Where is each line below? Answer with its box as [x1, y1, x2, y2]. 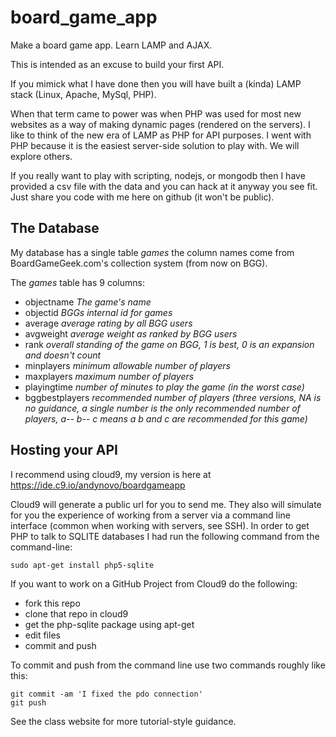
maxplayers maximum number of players [24, 370, 195, 382]
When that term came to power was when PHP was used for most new [10, 107, 302, 120]
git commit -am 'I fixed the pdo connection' [10, 689, 203, 699]
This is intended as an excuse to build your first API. [10, 58, 225, 70]
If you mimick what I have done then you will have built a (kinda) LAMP [10, 77, 302, 90]
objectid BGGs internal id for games [24, 306, 173, 318]
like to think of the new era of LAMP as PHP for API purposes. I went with [10, 129, 312, 141]
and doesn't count [24, 349, 102, 361]
